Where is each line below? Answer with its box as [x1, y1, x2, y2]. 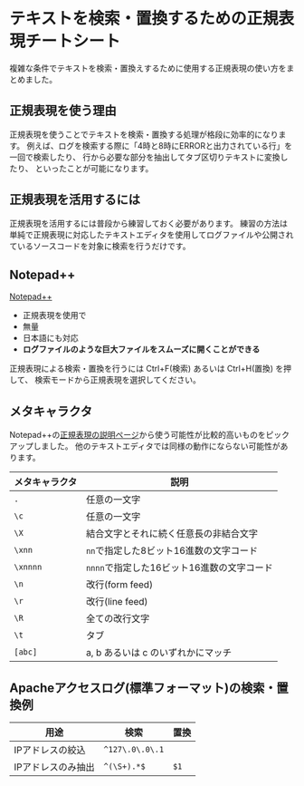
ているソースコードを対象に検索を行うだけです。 [9, 240, 191, 251]
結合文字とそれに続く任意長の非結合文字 [85, 528, 258, 540]
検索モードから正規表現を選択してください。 [34, 374, 201, 385]
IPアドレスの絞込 [14, 744, 86, 756]
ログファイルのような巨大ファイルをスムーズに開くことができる [22, 344, 261, 354]
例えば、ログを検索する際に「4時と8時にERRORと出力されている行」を [26, 140, 292, 150]
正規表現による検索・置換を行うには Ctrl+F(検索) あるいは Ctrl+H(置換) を [9, 364, 284, 374]
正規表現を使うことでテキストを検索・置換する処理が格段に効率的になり [9, 129, 279, 140]
